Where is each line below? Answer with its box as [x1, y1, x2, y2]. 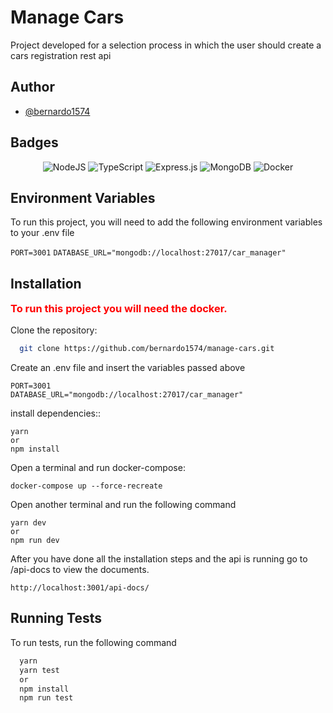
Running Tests [10, 610, 102, 627]
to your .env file [10, 227, 75, 239]
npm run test [19, 693, 74, 703]
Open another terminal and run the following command [10, 499, 237, 511]
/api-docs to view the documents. [10, 564, 150, 576]
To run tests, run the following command [10, 636, 177, 648]
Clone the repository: [10, 324, 98, 336]
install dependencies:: [10, 407, 102, 420]
